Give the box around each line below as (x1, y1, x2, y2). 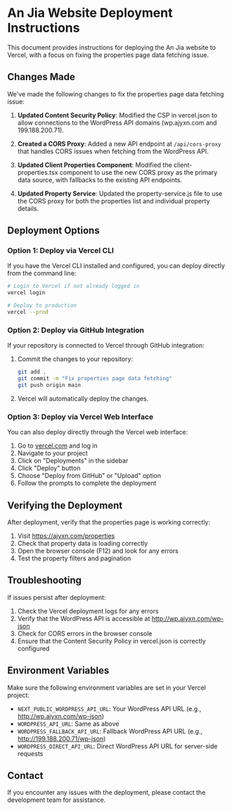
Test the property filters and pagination (17, 554, 131, 562)
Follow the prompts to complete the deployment (17, 479, 157, 487)
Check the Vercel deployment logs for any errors (17, 607, 160, 615)
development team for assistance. (7, 796, 106, 804)
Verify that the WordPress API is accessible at (17, 614, 150, 622)
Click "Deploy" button (17, 464, 81, 472)
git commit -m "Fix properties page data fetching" (17, 375, 172, 382)
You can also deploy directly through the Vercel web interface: (7, 428, 188, 436)
